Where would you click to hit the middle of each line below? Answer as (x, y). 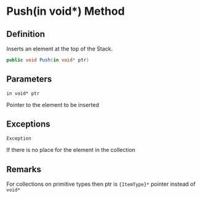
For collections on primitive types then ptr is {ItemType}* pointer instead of (101, 184)
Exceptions (28, 124)
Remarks (24, 169)
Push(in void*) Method (65, 11)
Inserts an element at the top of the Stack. (60, 49)
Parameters (29, 79)
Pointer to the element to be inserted (53, 105)
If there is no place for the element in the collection (71, 150)
